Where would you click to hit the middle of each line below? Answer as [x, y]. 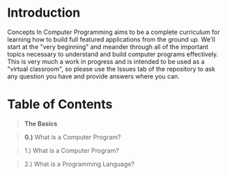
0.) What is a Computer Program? [72, 137]
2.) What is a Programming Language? [79, 164]
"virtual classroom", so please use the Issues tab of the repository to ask [111, 69]
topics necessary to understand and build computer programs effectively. [113, 54]
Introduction [44, 13]
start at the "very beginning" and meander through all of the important [108, 47]
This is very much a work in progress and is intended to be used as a [106, 61]
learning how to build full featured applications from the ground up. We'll [111, 39]
